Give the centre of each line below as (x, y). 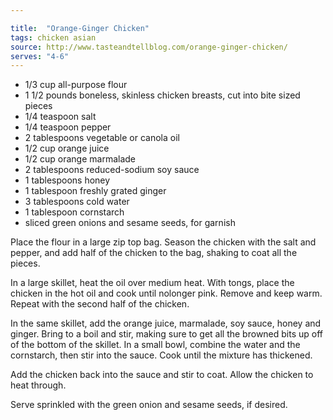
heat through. (38, 385)
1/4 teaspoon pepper (68, 127)
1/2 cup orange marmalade (80, 159)
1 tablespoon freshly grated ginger (95, 191)
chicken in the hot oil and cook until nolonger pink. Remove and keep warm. (166, 293)
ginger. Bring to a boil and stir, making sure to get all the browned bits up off (167, 334)
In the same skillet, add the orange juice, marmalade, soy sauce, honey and (166, 323)
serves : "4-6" (40, 56)
